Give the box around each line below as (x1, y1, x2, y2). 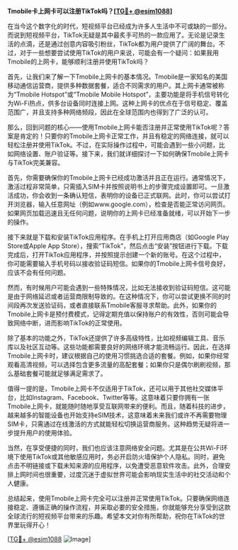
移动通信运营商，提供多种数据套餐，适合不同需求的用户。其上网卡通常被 (7, 82, 218, 89)
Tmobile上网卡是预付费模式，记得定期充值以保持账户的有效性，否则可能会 (7, 310, 223, 318)
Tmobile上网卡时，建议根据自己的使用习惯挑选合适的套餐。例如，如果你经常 (7, 352, 229, 360)
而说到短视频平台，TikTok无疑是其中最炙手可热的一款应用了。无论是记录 (7, 31, 220, 39)
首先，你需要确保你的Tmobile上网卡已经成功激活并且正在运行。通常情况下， (7, 174, 229, 181)
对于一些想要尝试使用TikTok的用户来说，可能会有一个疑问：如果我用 (19, 49, 220, 57)
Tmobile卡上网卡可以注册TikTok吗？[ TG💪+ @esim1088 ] (7, 7, 173, 15)
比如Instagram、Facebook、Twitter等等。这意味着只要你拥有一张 (19, 393, 210, 401)
